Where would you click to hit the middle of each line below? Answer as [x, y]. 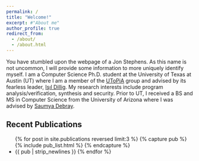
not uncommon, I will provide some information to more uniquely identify [95, 68]
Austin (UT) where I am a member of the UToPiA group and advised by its [96, 80]
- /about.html [29, 45]
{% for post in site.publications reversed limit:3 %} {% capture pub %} [101, 139]
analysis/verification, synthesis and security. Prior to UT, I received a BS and [99, 93]
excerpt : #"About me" [33, 23]
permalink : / [22, 12]
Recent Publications [44, 124]
